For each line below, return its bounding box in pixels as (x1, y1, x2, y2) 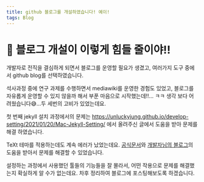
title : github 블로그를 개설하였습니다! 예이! (6, 9, 110, 15)
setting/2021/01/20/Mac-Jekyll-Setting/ (6, 120, 105, 128)
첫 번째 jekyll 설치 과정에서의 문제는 (6, 113, 91, 120)
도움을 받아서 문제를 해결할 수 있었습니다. (6, 149, 104, 156)
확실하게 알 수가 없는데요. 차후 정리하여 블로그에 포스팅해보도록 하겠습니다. (17, 169, 195, 177)
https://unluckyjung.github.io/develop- (92, 113, 189, 120)
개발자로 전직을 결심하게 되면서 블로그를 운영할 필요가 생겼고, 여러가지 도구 (6, 64, 184, 71)
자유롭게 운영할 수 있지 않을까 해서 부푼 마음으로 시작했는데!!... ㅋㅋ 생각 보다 (6, 92, 188, 100)
